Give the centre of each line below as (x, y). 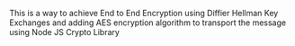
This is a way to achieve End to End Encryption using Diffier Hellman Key (144, 13)
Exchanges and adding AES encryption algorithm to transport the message (147, 23)
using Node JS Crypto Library (64, 32)
